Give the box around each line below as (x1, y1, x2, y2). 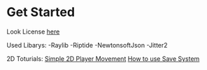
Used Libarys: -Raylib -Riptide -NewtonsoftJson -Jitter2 (6, 41, 169, 49)
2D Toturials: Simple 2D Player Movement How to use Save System (6, 54, 200, 63)
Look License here (6, 27, 60, 36)
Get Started (6, 4, 75, 20)
